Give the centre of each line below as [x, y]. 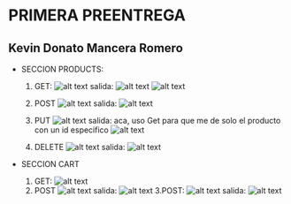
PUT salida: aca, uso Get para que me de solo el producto [157, 121]
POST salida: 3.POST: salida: [140, 190]
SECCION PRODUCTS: [62, 69]
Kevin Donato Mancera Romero [96, 48]
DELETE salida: [80, 147]
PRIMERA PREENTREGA [97, 15]
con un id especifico [72, 130]
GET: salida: [74, 86]
